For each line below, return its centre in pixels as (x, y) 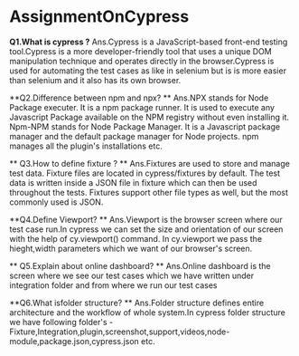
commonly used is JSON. (56, 202)
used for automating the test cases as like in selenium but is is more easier (148, 71)
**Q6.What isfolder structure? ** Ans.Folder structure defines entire (137, 303)
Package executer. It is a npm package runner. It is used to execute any (142, 107)
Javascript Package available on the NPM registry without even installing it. (149, 117)
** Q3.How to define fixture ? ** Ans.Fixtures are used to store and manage (150, 163)
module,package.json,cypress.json (75, 341)
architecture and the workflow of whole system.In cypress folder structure (148, 312)
